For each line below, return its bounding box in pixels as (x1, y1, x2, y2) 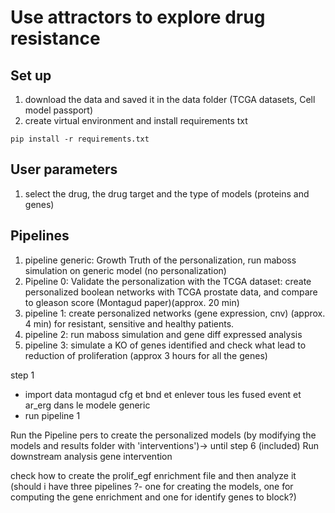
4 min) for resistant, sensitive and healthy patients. (24, 317, 235, 330)
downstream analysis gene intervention (10, 450, 173, 462)
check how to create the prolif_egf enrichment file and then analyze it (10, 469, 297, 481)
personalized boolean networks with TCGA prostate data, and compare (24, 286, 318, 298)
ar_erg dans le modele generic (24, 399, 151, 411)
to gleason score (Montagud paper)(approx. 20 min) (24, 296, 240, 308)
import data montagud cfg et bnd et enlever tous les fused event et (24, 388, 302, 400)
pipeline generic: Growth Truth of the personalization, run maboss (24, 254, 297, 266)
